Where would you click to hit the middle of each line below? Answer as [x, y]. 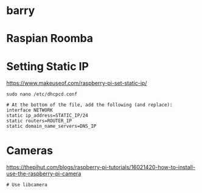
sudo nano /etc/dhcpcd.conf [42, 94]
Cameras [30, 150]
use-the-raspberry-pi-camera [44, 174]
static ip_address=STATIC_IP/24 [47, 116]
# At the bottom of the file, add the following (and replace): [89, 105]
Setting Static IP [48, 66]
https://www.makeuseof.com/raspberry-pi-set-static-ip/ [77, 83]
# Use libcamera [27, 185]
